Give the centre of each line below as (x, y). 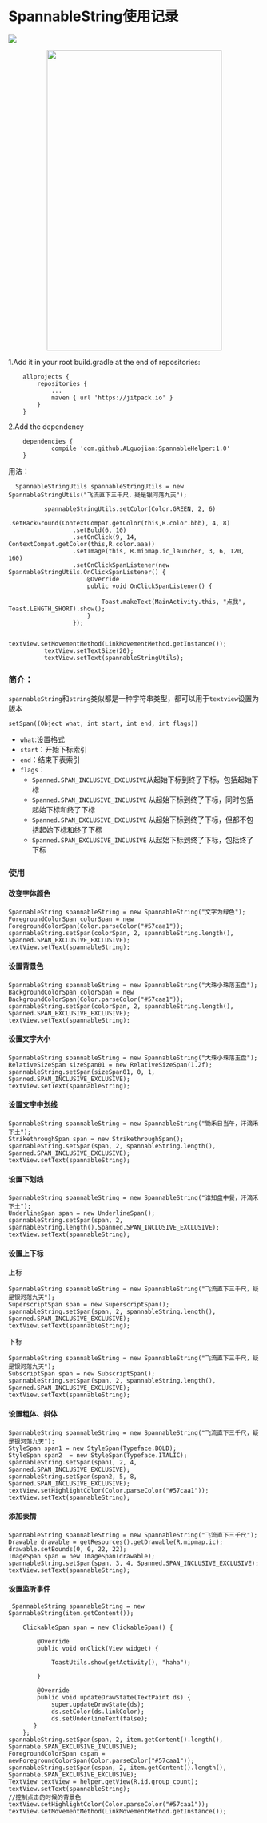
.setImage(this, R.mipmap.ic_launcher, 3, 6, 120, (159, 551)
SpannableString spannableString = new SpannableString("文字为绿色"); (127, 912)
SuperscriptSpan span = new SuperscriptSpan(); (89, 1305)
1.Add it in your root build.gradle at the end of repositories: (104, 362)
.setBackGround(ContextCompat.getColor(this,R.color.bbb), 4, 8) (119, 523)
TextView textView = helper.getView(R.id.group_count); (103, 1781)
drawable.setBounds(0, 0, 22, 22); (68, 1549)
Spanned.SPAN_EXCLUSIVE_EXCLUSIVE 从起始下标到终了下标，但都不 (139, 820)
